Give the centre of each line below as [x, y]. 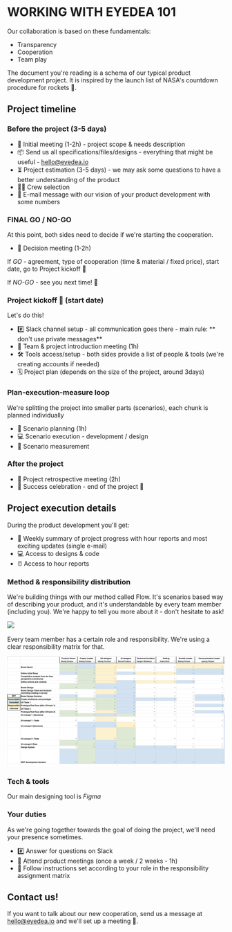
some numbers [39, 201]
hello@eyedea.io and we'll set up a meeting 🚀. [73, 921]
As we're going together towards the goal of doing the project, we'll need [111, 830]
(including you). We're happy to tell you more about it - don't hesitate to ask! [116, 611]
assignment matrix [43, 875]
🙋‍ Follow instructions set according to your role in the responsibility [113, 868]
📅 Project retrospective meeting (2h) [69, 479]
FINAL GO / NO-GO [39, 219]
